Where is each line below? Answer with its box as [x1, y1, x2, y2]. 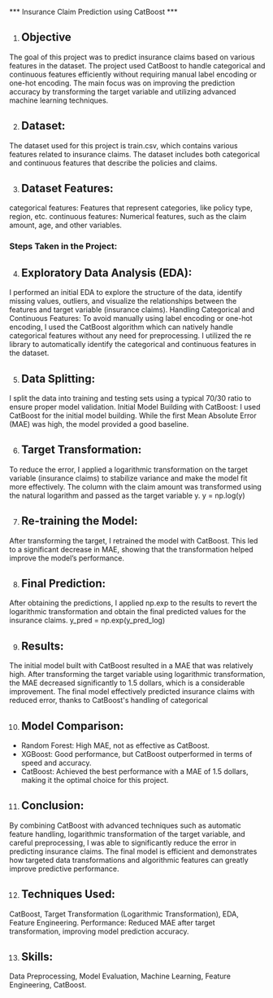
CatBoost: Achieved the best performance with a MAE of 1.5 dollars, [20, 767, 249, 776]
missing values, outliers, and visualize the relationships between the [9, 297, 237, 306]
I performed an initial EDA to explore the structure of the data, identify [9, 288, 243, 297]
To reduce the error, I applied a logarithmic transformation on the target [9, 464, 249, 474]
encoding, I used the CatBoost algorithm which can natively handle [9, 322, 234, 332]
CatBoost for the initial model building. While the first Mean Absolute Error [9, 411, 257, 420]
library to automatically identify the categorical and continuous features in [9, 340, 257, 350]
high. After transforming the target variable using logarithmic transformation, [9, 670, 266, 679]
